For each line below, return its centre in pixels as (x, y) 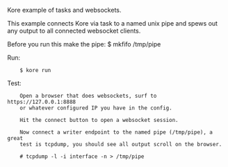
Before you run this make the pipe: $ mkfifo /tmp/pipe (84, 44)
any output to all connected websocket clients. (74, 31)
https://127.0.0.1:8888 (42, 102)
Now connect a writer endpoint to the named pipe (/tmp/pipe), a (116, 132)
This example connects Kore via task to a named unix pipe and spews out (112, 23)
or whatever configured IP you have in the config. (96, 108)
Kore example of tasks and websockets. (64, 10)
